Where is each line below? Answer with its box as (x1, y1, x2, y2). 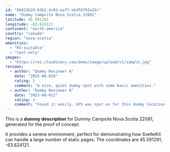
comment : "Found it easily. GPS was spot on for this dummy (14, 102, 145, 107)
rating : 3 (14, 97, 36, 102)
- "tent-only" (10, 50, 40, 55)
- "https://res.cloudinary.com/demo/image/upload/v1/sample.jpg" (10, 59, 152, 65)
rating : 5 (14, 78, 36, 83)
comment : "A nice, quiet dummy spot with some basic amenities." (14, 83, 156, 88)
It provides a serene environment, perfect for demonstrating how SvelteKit (5, 131, 161, 137)
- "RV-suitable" (10, 45, 44, 50)
